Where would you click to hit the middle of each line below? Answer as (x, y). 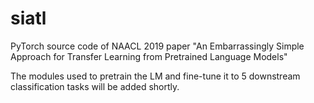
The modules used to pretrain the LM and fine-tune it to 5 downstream (155, 76)
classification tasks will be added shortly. (95, 86)
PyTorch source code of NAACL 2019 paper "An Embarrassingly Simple (157, 46)
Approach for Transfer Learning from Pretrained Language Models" (149, 56)
